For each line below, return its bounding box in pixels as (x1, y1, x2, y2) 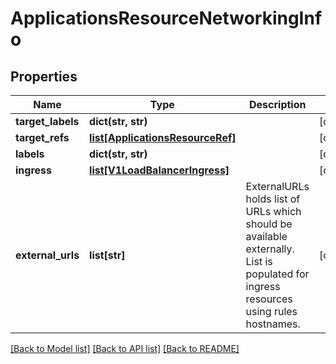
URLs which (245, 205, 302, 218)
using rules (245, 305, 298, 318)
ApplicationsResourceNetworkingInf (10, 7, 323, 30)
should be (245, 217, 293, 231)
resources (245, 292, 293, 306)
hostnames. (245, 317, 301, 331)
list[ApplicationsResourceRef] (89, 131, 237, 144)
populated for (245, 267, 310, 281)
